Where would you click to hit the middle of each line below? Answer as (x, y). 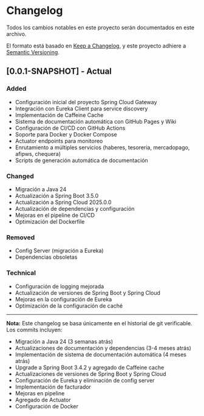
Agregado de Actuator (43, 400)
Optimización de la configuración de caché (69, 306)
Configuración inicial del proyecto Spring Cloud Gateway (86, 102)
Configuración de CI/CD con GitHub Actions (70, 128)
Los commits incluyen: (34, 330)
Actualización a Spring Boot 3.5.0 (57, 196)
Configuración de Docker (47, 406)
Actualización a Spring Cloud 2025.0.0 (63, 202)
